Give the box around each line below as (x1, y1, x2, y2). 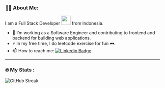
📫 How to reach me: (12, 48, 55, 54)
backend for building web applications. (12, 35, 91, 41)
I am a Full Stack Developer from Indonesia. (5, 21, 104, 26)
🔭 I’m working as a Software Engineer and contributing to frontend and (12, 30, 156, 36)
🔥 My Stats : (5, 66, 35, 73)
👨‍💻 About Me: (5, 4, 39, 11)
